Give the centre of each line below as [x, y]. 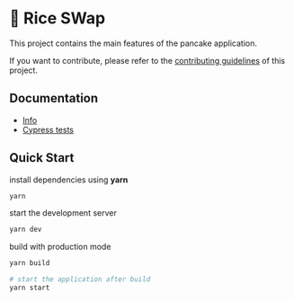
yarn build [30, 263]
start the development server [63, 213]
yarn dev [26, 230]
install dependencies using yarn [69, 180]
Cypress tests [48, 129]
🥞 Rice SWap [58, 18]
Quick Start [42, 158]
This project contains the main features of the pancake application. [134, 43]
